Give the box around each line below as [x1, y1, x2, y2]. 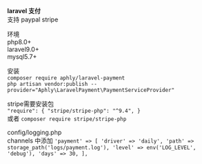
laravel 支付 [7, 7, 41, 15]
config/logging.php [7, 128, 62, 136]
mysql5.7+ [7, 53, 37, 61]
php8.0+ [7, 38, 32, 46]
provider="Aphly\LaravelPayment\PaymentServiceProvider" [7, 86, 175, 93]
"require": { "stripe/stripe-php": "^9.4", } [7, 107, 140, 114]
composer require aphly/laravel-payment [7, 75, 126, 82]
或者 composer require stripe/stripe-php [7, 114, 127, 122]
